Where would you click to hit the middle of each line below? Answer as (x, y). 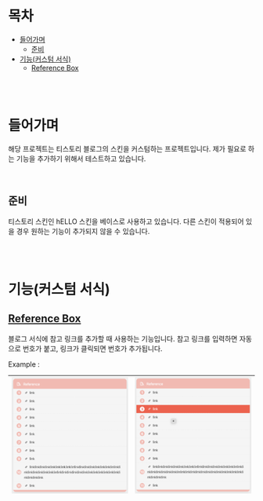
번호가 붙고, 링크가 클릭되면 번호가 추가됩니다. (92, 348)
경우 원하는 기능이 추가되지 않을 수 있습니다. (83, 231)
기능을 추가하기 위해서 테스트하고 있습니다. (81, 159)
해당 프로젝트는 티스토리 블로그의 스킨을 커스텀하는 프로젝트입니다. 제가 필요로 (127, 148)
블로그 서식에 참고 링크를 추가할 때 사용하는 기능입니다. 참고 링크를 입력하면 (123, 338)
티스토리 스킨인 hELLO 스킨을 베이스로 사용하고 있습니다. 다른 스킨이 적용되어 (126, 221)
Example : (24, 364)
